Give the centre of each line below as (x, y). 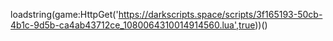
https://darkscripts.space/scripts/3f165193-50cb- (220, 14)
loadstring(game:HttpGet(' (64, 14)
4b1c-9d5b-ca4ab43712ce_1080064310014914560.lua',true (133, 25)
